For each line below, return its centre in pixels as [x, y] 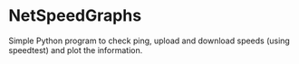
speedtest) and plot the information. [76, 50]
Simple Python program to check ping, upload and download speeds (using [149, 41]
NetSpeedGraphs [75, 16]
